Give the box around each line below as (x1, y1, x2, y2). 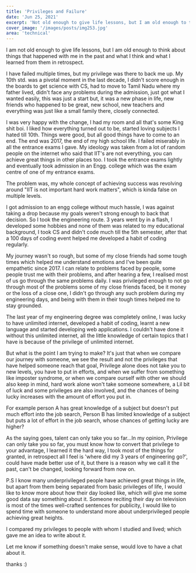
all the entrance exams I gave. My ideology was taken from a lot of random (6, 144, 185, 151)
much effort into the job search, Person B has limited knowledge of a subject (6, 411, 190, 418)
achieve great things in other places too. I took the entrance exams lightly (6, 156, 183, 163)
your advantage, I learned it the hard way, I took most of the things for (6, 447, 174, 454)
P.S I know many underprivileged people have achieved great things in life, (6, 477, 185, 484)
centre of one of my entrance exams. (6, 169, 95, 176)
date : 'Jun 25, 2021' (6, 14, 59, 20)
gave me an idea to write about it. (6, 532, 86, 539)
